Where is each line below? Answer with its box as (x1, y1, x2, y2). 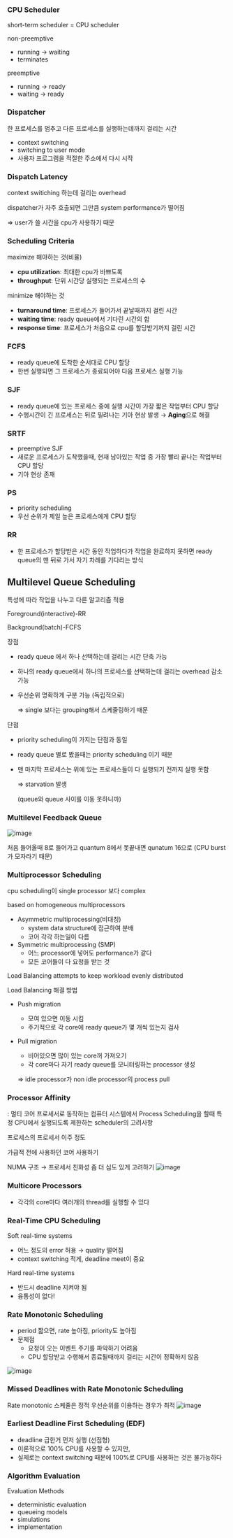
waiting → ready (17, 90, 65, 99)
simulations (17, 1516, 51, 1524)
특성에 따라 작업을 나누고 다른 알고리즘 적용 (7, 596, 125, 604)
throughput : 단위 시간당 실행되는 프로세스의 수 (17, 276, 146, 285)
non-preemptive (7, 34, 54, 43)
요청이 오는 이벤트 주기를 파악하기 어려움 (27, 1344, 138, 1353)
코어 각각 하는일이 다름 (27, 932, 90, 941)
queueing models (17, 1508, 68, 1516)
